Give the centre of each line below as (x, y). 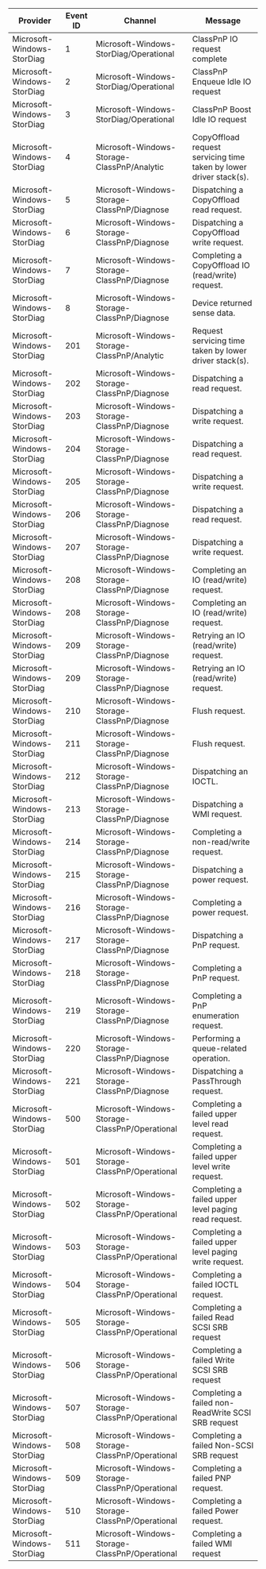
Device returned (222, 303)
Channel (140, 21)
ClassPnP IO (215, 39)
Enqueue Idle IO (222, 81)
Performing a (217, 1038)
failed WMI (212, 1544)
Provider (35, 21)
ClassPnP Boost (222, 109)
